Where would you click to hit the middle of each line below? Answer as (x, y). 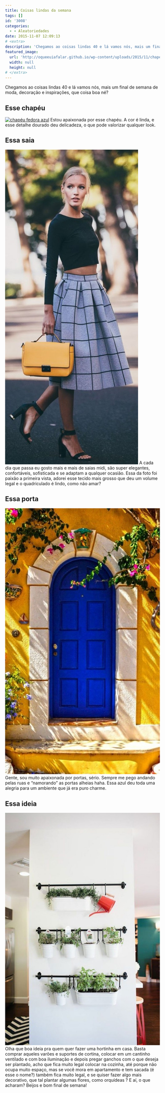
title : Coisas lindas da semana (38, 10)
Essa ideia (21, 804)
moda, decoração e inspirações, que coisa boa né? (57, 92)
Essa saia (20, 140)
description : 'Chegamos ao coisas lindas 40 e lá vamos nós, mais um (78, 47)
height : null (23, 67)
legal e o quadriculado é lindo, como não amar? (53, 483)
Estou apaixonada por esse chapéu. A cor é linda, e (102, 119)
